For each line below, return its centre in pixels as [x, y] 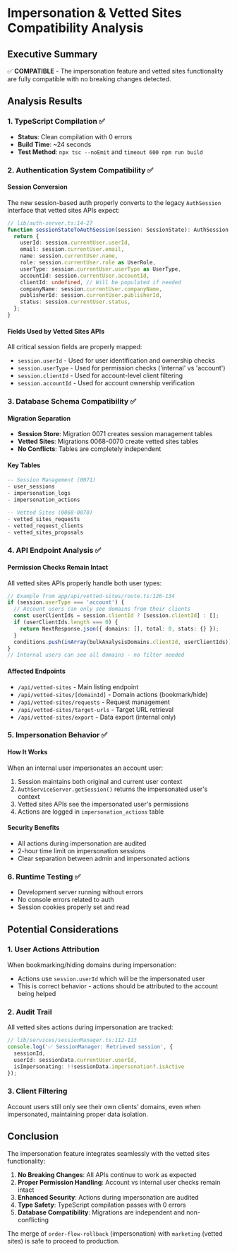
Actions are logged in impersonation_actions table [91, 812]
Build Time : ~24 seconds [54, 144]
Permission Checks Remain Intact [58, 567]
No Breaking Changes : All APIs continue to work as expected [107, 1174]
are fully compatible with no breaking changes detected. [89, 79]
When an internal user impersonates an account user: [85, 768]
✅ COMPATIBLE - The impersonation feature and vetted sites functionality [115, 71]
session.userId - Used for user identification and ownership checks [116, 361]
